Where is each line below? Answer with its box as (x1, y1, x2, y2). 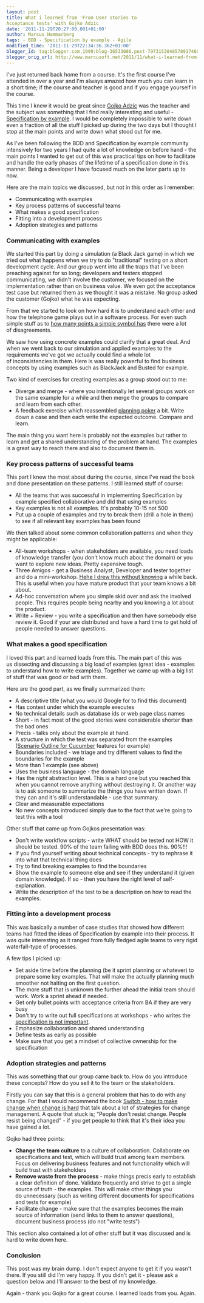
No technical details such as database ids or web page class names (15, 710, 185, 717)
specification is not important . (15, 1018, 90, 1025)
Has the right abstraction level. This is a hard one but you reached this (15, 774, 191, 781)
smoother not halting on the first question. (15, 979, 121, 987)
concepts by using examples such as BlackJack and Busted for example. (6, 364, 189, 371)
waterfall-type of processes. (6, 943, 78, 950)
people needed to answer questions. (15, 625, 107, 632)
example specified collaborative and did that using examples (15, 498, 167, 505)
